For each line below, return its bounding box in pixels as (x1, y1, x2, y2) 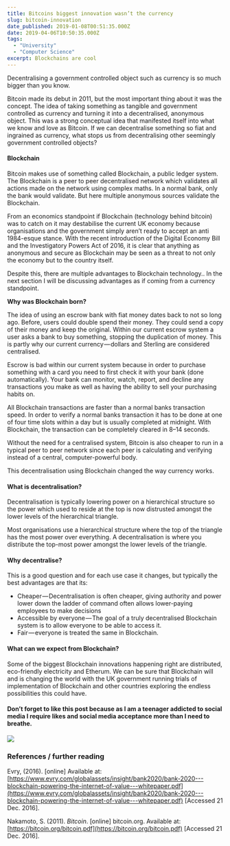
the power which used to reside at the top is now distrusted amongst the (7, 505, 212, 513)
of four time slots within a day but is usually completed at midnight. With (7, 417, 211, 426)
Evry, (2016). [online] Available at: (7, 767, 102, 776)
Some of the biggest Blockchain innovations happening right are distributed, (7, 659, 223, 668)
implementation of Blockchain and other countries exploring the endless (7, 681, 211, 690)
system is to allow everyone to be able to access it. (16, 621, 162, 630)
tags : (7, 36, 23, 43)
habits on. (7, 390, 36, 398)
